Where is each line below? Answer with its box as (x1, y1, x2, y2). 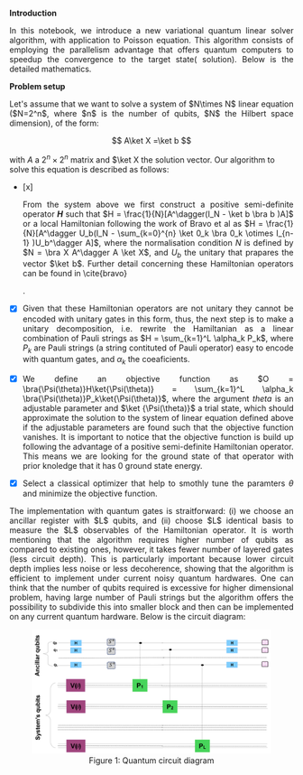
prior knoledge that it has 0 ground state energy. (22, 461, 203, 472)
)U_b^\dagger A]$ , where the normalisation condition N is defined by (32, 237, 294, 247)
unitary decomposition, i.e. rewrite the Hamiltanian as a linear (22, 322, 294, 333)
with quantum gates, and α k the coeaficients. (22, 354, 190, 367)
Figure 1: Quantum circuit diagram (88, 754, 215, 766)
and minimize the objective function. (22, 488, 158, 500)
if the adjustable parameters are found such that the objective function (22, 422, 294, 433)
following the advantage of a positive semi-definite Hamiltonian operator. (22, 442, 294, 453)
